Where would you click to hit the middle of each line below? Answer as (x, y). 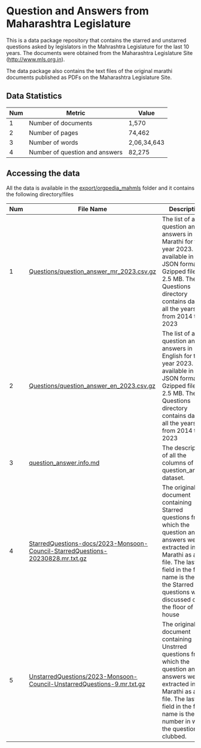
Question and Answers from (78, 11)
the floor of (177, 607)
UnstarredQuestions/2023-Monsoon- (83, 676)
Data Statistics (34, 96)
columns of (178, 463)
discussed (176, 599)
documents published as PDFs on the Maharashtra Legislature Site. (89, 77)
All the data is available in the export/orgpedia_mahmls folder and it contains (100, 188)
